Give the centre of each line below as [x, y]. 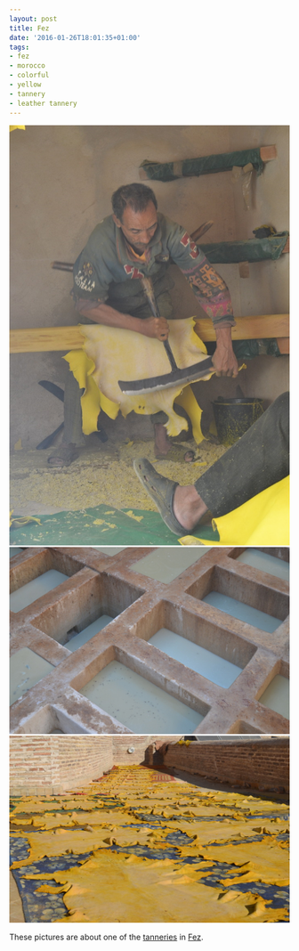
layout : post [33, 19]
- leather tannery [43, 103]
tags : [19, 47]
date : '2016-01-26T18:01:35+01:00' [75, 37]
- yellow [25, 85]
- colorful [29, 76]
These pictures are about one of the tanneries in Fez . [106, 937]
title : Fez [29, 28]
